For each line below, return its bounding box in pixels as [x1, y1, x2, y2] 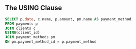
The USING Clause [5, 4, 62, 12]
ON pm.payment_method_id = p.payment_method [5, 39, 97, 44]
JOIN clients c [5, 26, 36, 31]
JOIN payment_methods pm [5, 35, 55, 40]
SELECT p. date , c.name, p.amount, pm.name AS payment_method [5, 16, 132, 21]
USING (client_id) [5, 30, 40, 35]
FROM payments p [5, 21, 38, 26]
